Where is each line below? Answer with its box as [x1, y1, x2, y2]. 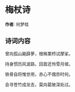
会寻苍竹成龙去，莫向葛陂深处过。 [5, 81, 73, 87]
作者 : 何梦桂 [5, 21, 29, 27]
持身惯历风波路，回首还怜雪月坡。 [5, 61, 73, 67]
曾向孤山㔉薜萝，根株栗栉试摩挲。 [5, 50, 73, 56]
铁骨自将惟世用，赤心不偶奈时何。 [5, 71, 73, 77]
